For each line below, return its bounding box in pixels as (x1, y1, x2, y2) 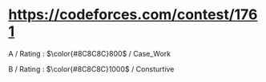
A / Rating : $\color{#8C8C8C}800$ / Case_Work (8, 49, 171, 58)
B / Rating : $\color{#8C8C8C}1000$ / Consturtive (8, 64, 175, 73)
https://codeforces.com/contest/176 (8, 6, 258, 24)
